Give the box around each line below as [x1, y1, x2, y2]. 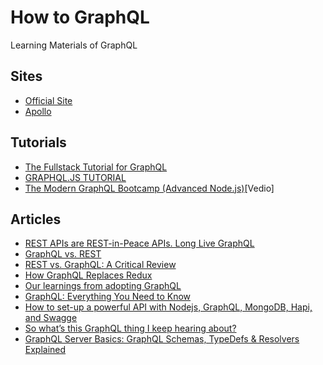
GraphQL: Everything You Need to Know [24, 291, 192, 303]
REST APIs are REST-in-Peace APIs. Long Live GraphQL [24, 237, 255, 250]
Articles [10, 211, 62, 228]
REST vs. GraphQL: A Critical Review [24, 259, 177, 271]
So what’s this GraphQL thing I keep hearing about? [24, 322, 237, 335]
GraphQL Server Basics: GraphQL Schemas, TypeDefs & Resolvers [24, 333, 300, 345]
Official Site [24, 94, 73, 106]
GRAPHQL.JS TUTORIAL [24, 171, 127, 183]
